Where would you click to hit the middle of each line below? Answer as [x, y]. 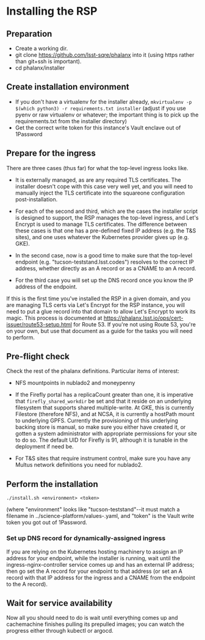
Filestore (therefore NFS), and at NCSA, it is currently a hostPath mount [105, 414]
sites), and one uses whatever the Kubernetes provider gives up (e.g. [102, 237]
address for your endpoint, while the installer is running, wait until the [93, 558]
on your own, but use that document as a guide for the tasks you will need [99, 331]
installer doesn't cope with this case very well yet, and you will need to [104, 186]
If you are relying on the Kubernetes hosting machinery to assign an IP [95, 552]
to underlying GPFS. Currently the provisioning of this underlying [96, 421]
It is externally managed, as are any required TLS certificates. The [98, 180]
